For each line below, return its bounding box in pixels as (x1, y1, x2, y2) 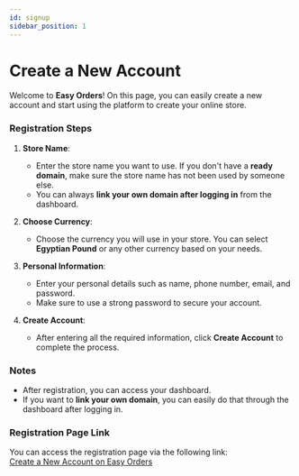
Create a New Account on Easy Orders (9, 456, 153, 467)
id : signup (9, 13, 50, 23)
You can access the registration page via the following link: (9, 447, 228, 458)
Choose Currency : (22, 215, 93, 226)
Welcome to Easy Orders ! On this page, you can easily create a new (9, 90, 263, 101)
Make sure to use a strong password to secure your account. (35, 297, 263, 307)
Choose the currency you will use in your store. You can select (35, 233, 268, 244)
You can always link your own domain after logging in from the (35, 188, 272, 199)
